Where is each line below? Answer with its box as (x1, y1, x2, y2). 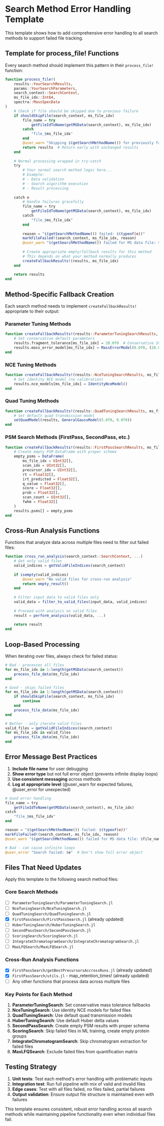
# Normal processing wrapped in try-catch (14, 159, 102, 164)
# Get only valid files (14, 559, 62, 563)
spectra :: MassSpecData (14, 100, 60, 104)
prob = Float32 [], (22, 490, 60, 495)
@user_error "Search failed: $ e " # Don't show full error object (5, 850, 143, 855)
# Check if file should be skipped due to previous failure (14, 108, 139, 113)
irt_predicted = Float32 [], (22, 477, 80, 481)
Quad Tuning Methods (5, 397, 60, 404)
